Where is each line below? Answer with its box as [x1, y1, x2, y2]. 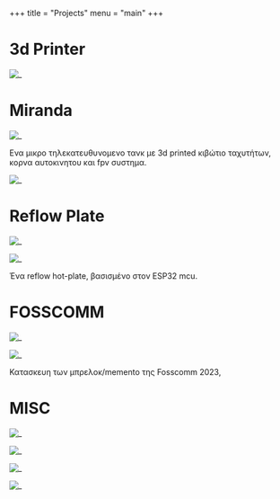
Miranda [9, 101, 74, 120]
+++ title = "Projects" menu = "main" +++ [9, 8, 164, 18]
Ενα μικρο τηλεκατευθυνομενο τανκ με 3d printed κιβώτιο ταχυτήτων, [9, 147, 272, 158]
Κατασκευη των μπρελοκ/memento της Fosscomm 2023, [9, 366, 222, 377]
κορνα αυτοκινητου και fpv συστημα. [9, 156, 147, 167]
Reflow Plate [9, 206, 105, 227]
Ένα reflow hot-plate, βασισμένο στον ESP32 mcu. [9, 270, 198, 281]
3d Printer [9, 40, 86, 59]
